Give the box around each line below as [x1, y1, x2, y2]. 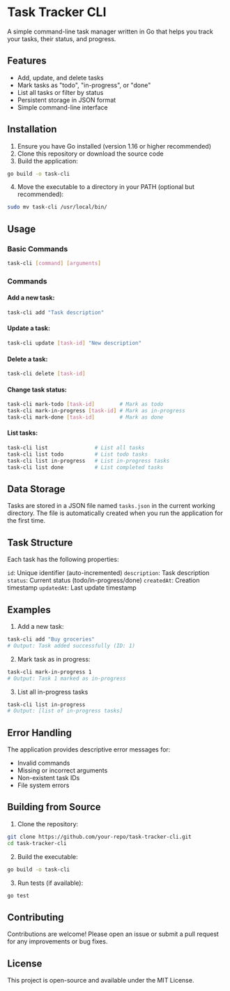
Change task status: [7, 385, 68, 394]
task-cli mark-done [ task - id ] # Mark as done [7, 413, 164, 421]
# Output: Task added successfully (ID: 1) [7, 642, 136, 649]
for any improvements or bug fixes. [7, 937, 108, 946]
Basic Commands [7, 244, 68, 253]
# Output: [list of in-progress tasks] [7, 708, 123, 715]
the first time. [7, 516, 46, 525]
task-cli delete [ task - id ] [7, 371, 86, 378]
